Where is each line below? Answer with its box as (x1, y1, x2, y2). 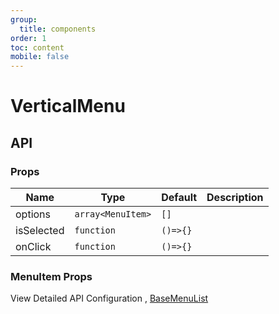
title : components (19, 24, 97, 34)
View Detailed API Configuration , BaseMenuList (10, 292, 209, 305)
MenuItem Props (10, 269, 93, 283)
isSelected (15, 224, 65, 237)
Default (161, 191, 198, 204)
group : (10, 14, 38, 25)
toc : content (10, 42, 65, 53)
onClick (15, 240, 52, 253)
